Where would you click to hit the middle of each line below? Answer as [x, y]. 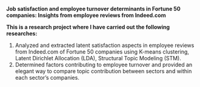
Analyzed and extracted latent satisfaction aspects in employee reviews [105, 45]
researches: [22, 33]
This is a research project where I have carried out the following [88, 27]
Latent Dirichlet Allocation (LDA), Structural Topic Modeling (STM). [98, 58]
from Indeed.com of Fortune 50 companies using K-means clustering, [102, 52]
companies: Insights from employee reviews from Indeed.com [86, 15]
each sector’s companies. [47, 78]
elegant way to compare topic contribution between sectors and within [103, 71]
